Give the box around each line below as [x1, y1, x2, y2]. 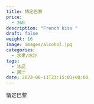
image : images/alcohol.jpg [6, 42, 73, 48]
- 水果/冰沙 [11, 53, 37, 58]
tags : [6, 58, 20, 64]
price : [6, 14, 22, 20]
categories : [6, 47, 35, 53]
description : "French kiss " [6, 25, 78, 31]
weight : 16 [6, 36, 33, 42]
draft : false [6, 31, 38, 37]
